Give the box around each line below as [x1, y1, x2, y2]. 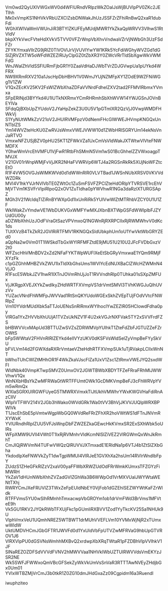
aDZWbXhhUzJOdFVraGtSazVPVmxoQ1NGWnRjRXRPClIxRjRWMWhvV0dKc [5, 218, 163, 224]
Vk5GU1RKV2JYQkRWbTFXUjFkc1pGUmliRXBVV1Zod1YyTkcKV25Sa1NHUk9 [5, 506, 163, 512]
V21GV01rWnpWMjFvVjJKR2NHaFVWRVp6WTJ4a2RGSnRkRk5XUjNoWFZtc [5, 159, 162, 165]
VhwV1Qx [5, 373, 26, 378]
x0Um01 [5, 565, 23, 571]
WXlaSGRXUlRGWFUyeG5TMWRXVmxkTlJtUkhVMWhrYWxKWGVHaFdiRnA [5, 389, 163, 395]
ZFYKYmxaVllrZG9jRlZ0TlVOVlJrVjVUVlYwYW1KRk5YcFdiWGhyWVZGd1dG [5, 47, 160, 53]
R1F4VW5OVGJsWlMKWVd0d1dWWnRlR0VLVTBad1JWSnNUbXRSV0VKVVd [5, 170, 163, 175]
